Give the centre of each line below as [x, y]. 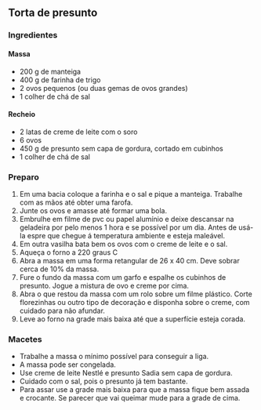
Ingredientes [33, 35]
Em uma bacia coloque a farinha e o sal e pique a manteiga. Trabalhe [131, 194]
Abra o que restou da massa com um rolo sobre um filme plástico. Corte [136, 294]
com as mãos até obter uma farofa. [76, 202]
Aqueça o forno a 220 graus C [69, 252]
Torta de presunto [53, 13]
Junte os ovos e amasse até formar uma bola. [93, 211]
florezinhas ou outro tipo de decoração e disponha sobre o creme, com [134, 303]
